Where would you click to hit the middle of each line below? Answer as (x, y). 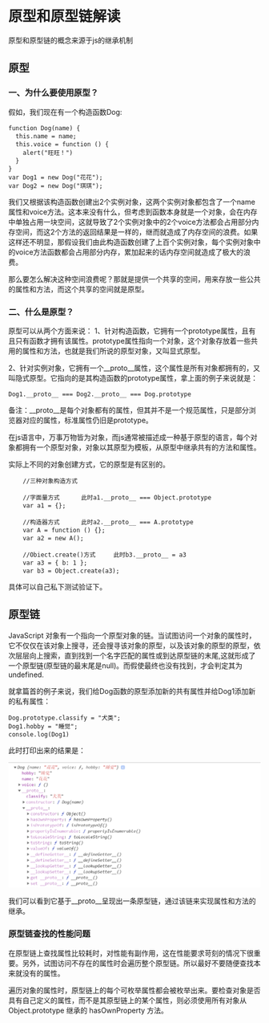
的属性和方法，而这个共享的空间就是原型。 (78, 289)
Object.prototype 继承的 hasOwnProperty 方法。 (88, 1010)
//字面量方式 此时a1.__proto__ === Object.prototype (117, 497)
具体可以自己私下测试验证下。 (57, 586)
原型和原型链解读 (65, 16)
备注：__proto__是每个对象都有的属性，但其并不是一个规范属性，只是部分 (129, 410)
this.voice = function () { (62, 144)
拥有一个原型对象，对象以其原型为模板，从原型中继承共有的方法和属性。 (141, 447)
